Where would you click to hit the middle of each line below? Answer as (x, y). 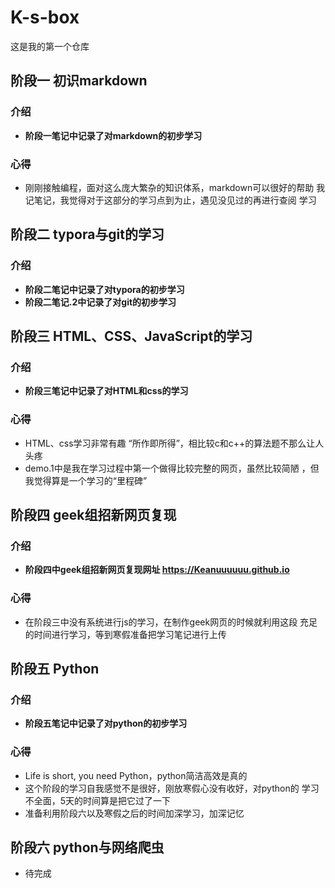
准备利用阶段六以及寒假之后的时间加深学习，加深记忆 (134, 813)
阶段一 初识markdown (79, 81)
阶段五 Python (55, 668)
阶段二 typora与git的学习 (87, 234)
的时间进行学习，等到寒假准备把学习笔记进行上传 (125, 634)
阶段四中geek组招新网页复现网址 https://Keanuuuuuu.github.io (157, 570)
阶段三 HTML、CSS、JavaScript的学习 (131, 336)
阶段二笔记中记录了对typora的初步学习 (104, 289)
